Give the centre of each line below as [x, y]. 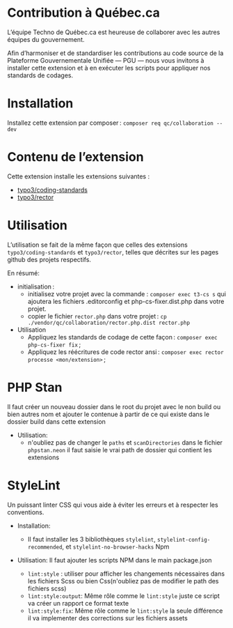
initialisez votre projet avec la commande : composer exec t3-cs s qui [127, 293]
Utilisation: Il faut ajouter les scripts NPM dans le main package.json [114, 560]
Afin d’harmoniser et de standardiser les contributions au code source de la [115, 53]
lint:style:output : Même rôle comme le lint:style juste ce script [124, 596]
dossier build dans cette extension [57, 421]
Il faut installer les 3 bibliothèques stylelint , [92, 539]
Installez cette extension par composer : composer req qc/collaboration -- [115, 123]
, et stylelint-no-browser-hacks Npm [116, 546]
